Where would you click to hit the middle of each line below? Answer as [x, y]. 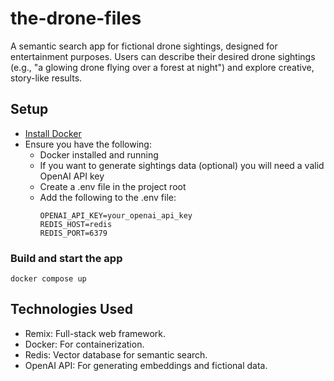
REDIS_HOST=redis [76, 224]
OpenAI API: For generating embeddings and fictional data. [146, 365]
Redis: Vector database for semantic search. [116, 354]
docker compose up [48, 279]
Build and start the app [66, 258]
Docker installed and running [99, 154]
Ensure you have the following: [88, 144]
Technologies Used [71, 309]
